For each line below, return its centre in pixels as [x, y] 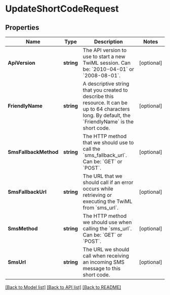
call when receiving [106, 256]
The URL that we [102, 176]
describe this [98, 96]
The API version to [104, 50]
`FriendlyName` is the [108, 122]
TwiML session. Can [107, 63]
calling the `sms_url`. [107, 228]
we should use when [107, 222]
